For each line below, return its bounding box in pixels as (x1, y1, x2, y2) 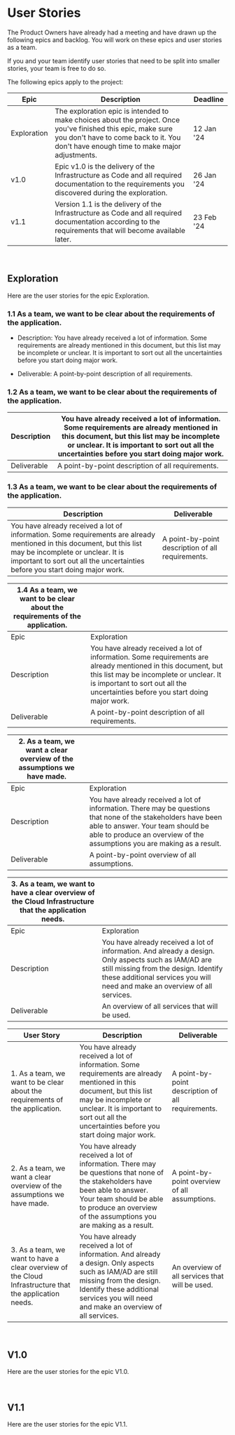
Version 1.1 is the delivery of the (55, 199, 162, 209)
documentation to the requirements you (55, 179, 185, 189)
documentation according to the (55, 216, 161, 226)
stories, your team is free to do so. (7, 64, 106, 72)
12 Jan (193, 124, 217, 133)
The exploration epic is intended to (55, 106, 169, 116)
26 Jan (193, 170, 217, 180)
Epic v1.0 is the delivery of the (55, 161, 155, 171)
